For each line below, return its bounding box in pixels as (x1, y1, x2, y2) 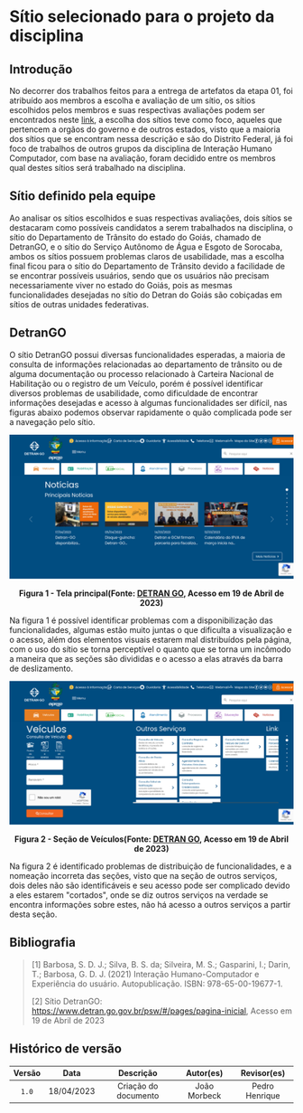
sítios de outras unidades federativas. (9, 298, 150, 309)
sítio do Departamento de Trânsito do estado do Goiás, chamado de (9, 231, 262, 242)
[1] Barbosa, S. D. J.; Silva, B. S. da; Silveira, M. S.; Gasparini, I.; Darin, (31, 958, 291, 969)
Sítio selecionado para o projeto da (9, 6, 275, 27)
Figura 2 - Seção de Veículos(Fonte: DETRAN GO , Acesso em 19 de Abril (14, 834, 289, 844)
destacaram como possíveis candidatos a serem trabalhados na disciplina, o (9, 222, 293, 232)
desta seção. (9, 909, 58, 920)
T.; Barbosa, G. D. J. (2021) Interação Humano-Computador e (31, 968, 260, 979)
